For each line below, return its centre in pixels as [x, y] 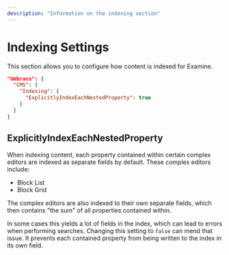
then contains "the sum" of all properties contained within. [89, 210]
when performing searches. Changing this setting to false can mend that [110, 230]
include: [18, 169]
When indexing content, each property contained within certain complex [109, 155]
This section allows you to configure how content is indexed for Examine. [110, 66]
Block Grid [32, 189]
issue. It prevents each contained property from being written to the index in [114, 238]
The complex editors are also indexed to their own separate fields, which [109, 203]
